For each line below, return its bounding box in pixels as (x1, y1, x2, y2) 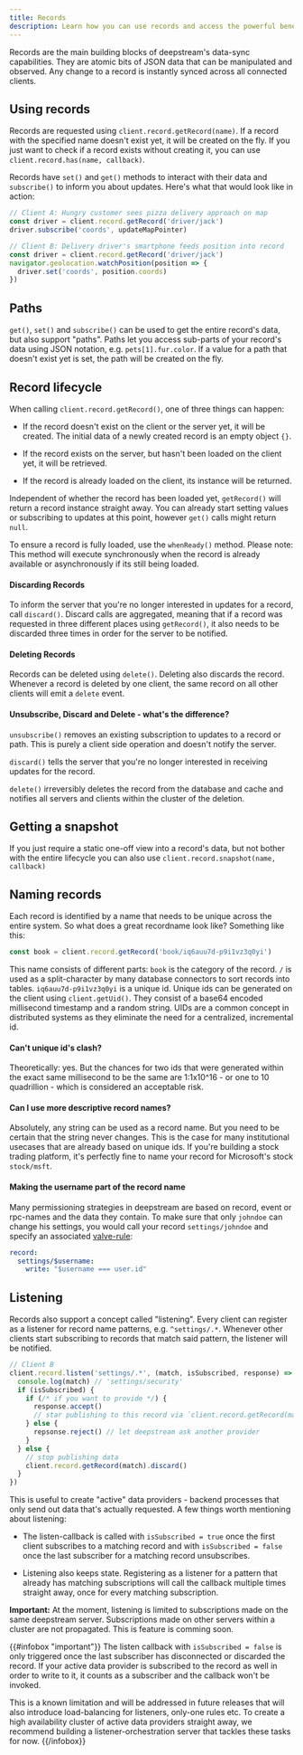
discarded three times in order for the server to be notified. (9, 628, 228, 639)
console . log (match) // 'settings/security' (17, 1377, 183, 1386)
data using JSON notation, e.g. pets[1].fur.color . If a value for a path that (9, 344, 288, 355)
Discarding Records (9, 579, 86, 590)
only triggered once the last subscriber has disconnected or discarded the (9, 1651, 286, 1662)
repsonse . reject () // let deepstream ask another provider (32, 1428, 260, 1437)
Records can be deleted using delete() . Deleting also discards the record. (9, 669, 285, 679)
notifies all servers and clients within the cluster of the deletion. (9, 792, 245, 803)
